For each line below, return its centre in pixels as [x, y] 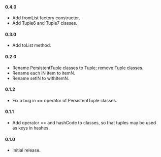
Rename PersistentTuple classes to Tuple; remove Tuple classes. [78, 68]
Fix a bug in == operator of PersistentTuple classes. [64, 100]
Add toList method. [32, 45]
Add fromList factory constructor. [46, 18]
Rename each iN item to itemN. [44, 73]
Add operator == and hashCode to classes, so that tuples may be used [84, 123]
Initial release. [26, 150]
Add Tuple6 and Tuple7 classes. [45, 23]
